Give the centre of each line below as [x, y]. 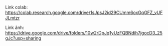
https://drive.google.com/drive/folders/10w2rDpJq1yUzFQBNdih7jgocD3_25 [84, 33]
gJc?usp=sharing [23, 38]
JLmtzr [13, 18]
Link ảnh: [15, 27]
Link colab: [17, 7]
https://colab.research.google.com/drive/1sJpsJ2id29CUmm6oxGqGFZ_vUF [84, 12]
